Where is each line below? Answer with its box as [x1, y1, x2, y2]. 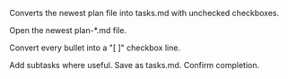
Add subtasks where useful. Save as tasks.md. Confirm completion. [9, 60, 260, 70]
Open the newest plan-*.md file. [9, 25, 127, 35]
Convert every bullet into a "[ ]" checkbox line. [9, 42, 181, 53]
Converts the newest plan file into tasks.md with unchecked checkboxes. [9, 8, 280, 18]
